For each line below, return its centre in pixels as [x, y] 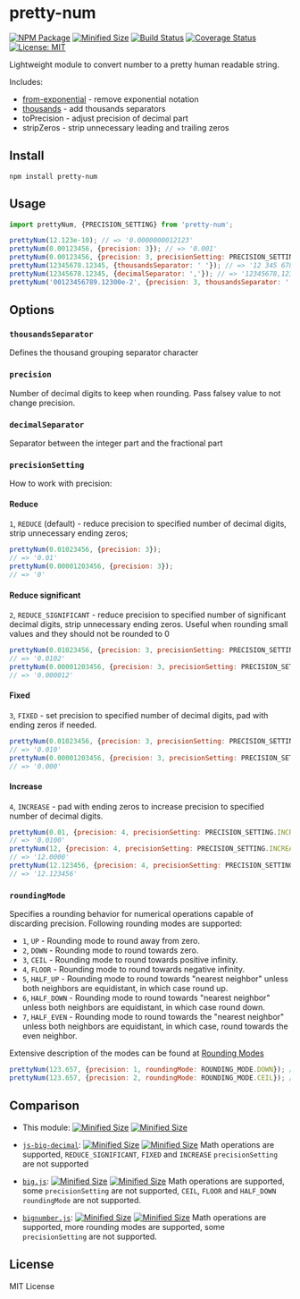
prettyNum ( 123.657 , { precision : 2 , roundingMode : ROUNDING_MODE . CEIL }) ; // [153, 1078]
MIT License [32, 1286]
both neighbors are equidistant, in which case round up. [125, 989]
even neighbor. [50, 1036]
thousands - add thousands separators [94, 108]
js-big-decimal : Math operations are [148, 1144]
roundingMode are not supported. [81, 1200]
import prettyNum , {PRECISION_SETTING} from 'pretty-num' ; [121, 225]
